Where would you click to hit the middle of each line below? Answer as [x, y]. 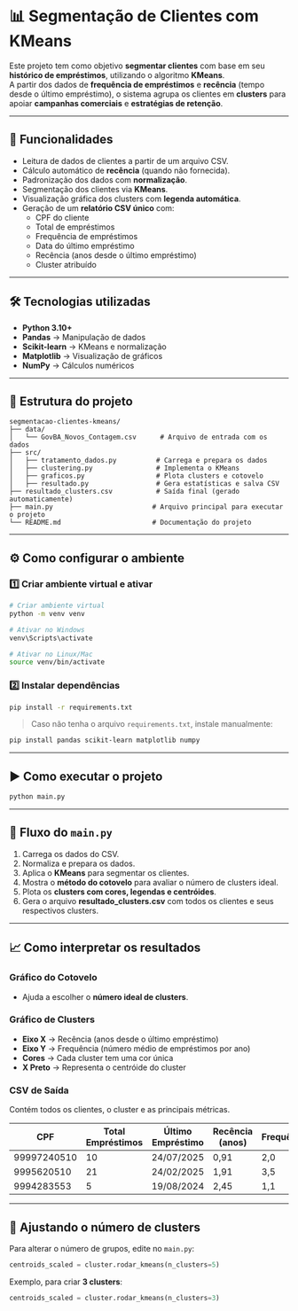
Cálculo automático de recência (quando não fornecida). [126, 170]
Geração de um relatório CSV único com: [98, 207]
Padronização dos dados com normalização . [105, 179]
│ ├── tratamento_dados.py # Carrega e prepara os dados [138, 461]
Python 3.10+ [47, 327]
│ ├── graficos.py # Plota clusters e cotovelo [137, 476]
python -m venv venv [47, 613]
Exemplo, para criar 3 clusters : [66, 1282]
